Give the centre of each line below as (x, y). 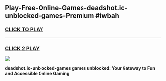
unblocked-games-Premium (50, 16)
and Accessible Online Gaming (37, 73)
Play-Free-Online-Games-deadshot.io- (67, 8)
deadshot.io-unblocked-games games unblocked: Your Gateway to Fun (80, 68)
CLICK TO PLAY (24, 30)
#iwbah (107, 16)
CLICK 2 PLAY (22, 48)
